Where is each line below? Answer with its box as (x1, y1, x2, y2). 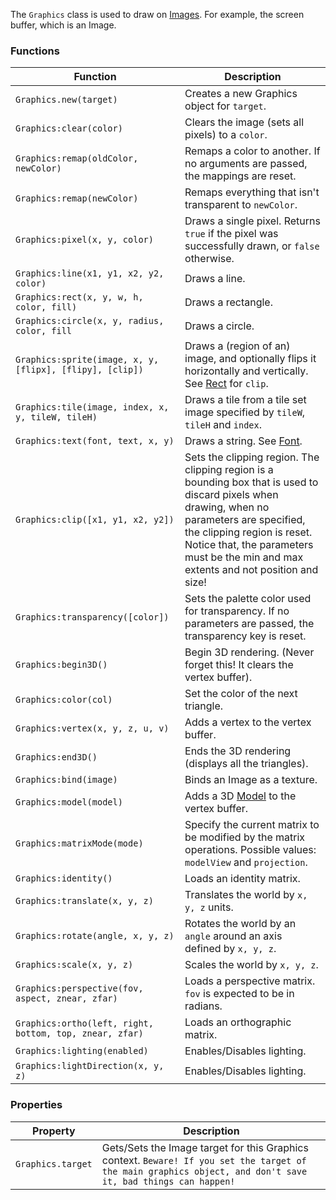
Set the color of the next (184, 687, 298, 701)
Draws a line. (184, 272, 246, 286)
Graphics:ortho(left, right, (15, 1018, 154, 1029)
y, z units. (184, 900, 234, 914)
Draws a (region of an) (184, 339, 291, 353)
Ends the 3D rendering (184, 744, 292, 758)
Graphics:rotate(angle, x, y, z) (15, 930, 175, 942)
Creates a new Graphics (184, 87, 298, 101)
